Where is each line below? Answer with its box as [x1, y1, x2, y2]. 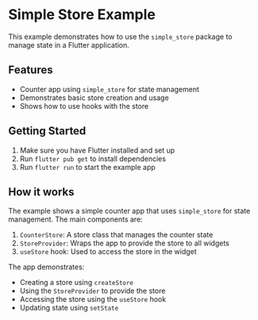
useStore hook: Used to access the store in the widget [19, 247, 197, 256]
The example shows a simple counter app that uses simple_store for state [8, 206, 251, 216]
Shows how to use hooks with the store [19, 101, 149, 110]
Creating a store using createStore [19, 278, 133, 287]
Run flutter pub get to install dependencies [19, 153, 167, 164]
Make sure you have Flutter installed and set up [19, 145, 175, 155]
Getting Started [8, 125, 87, 138]
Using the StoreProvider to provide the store [19, 286, 166, 295]
